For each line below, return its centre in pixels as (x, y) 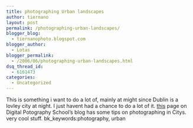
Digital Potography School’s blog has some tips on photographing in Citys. (97, 112)
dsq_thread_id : (25, 66)
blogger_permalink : (30, 55)
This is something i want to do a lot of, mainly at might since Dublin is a (92, 100)
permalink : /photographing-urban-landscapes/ (63, 28)
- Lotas (21, 50)
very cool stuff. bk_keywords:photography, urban (66, 118)
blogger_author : (26, 45)
